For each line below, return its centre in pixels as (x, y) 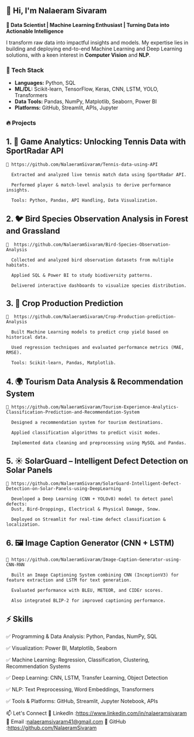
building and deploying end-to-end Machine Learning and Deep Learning (94, 49)
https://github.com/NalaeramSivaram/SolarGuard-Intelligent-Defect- (96, 484)
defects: (17, 504)
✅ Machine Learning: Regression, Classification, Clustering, (78, 660)
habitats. (18, 265)
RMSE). (14, 353)
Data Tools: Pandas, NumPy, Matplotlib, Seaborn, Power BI (86, 102)
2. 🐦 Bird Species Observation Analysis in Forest (97, 219)
